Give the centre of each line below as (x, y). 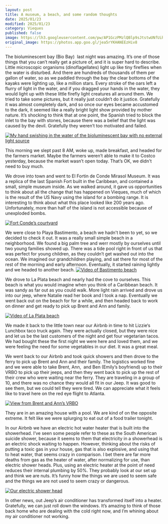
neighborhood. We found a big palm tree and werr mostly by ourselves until (83, 243)
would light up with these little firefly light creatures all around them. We (79, 93)
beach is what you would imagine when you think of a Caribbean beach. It (81, 284)
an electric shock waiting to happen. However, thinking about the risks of (80, 443)
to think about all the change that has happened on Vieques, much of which (83, 192)
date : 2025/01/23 (23, 19)
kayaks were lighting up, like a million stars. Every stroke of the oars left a (81, 83)
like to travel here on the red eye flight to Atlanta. (55, 393)
